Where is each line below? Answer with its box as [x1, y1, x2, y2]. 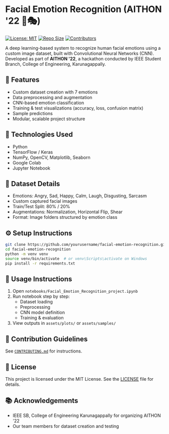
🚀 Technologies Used [5, 130, 73, 139]
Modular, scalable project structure [12, 116, 86, 122]
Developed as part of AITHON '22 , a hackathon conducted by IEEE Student [5, 55, 161, 61]
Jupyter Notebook [12, 165, 50, 171]
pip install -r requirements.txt [5, 261, 75, 266]
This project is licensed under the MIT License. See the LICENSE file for [5, 376, 154, 382]
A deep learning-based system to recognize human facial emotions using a [5, 45, 161, 51]
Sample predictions [12, 110, 53, 116]
